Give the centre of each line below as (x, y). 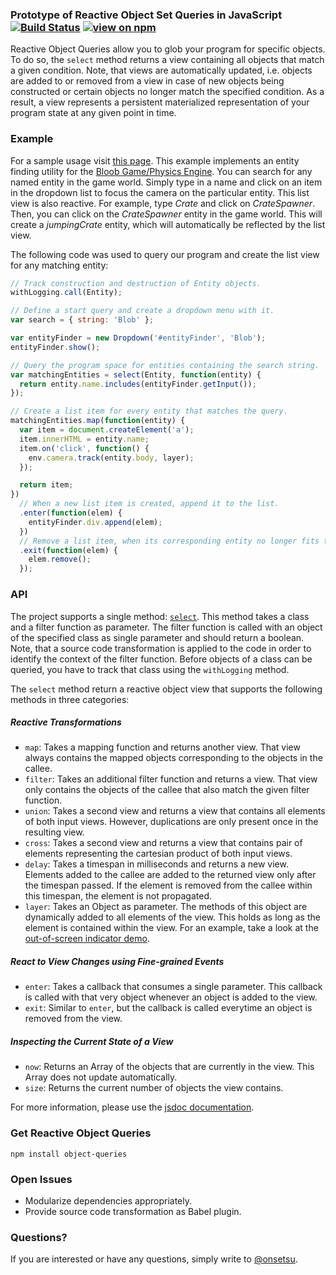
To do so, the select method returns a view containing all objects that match (167, 60)
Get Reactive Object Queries (81, 1133)
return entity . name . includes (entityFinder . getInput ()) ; (138, 384)
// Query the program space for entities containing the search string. (165, 365)
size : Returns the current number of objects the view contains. (154, 1088)
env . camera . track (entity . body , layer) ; (111, 458)
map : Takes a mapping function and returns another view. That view (162, 747)
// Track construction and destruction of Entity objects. (136, 283)
